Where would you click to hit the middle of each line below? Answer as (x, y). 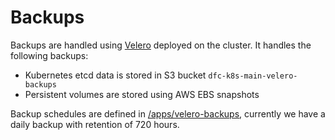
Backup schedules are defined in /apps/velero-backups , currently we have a (168, 113)
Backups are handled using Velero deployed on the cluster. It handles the (161, 45)
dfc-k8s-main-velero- (253, 76)
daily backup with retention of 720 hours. (95, 124)
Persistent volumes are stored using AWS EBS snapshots (142, 94)
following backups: (49, 55)
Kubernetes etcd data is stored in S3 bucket (115, 75)
